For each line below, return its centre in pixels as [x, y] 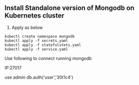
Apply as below [27, 27]
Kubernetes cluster [34, 16]
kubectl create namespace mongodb [40, 36]
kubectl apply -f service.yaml [36, 49]
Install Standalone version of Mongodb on [69, 8]
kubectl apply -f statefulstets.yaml [43, 45]
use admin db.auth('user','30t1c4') [39, 77]
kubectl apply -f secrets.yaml [36, 41]
